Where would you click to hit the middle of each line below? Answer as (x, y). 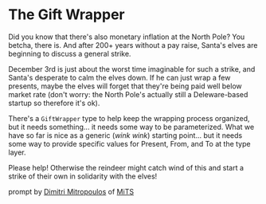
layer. (17, 152)
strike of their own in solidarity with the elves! (83, 176)
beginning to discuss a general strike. (70, 53)
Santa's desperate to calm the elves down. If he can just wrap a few (119, 77)
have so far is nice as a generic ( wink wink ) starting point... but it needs (125, 135)
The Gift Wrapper (66, 15)
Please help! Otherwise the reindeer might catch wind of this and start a (126, 167)
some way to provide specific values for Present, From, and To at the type (129, 143)
